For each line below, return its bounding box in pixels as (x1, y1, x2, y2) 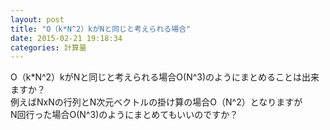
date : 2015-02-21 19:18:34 (10, 33, 123, 43)
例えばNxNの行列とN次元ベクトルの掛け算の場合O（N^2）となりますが (10, 96, 303, 108)
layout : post (10, 14, 65, 25)
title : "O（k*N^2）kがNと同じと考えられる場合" (10, 24, 192, 34)
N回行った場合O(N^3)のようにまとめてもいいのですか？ (10, 109, 239, 121)
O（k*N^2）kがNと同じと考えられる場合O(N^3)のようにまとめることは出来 (10, 71, 320, 83)
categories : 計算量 (10, 42, 87, 53)
